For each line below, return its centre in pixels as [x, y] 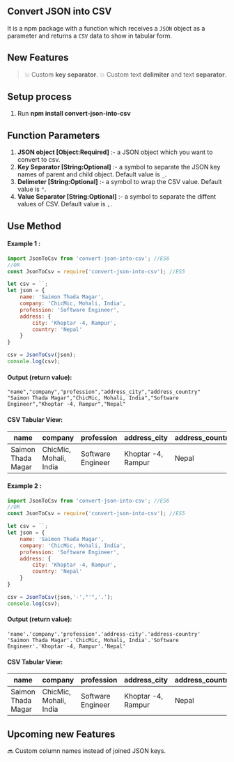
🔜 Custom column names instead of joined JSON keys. [86, 750]
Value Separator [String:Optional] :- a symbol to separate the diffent [117, 197]
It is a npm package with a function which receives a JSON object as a [106, 28]
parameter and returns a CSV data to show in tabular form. [90, 36]
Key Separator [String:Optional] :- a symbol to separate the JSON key [119, 167]
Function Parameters [54, 135]
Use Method [34, 226]
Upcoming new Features [61, 734]
